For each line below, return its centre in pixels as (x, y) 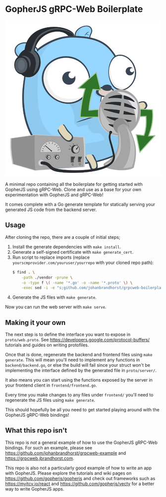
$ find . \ (24, 272)
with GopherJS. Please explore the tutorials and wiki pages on (68, 473)
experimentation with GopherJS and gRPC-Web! (54, 195)
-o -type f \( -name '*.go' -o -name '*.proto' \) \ (77, 283)
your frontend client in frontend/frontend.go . (51, 386)
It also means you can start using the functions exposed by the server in (79, 380)
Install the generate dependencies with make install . (67, 247)
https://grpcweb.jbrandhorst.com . (40, 458)
